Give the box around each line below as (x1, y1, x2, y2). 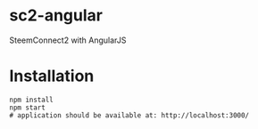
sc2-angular (9, 5, 103, 26)
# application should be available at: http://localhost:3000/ (9, 110, 250, 120)
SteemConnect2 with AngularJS (9, 35, 127, 45)
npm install (9, 95, 54, 104)
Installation (9, 66, 95, 86)
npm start (9, 103, 46, 112)
